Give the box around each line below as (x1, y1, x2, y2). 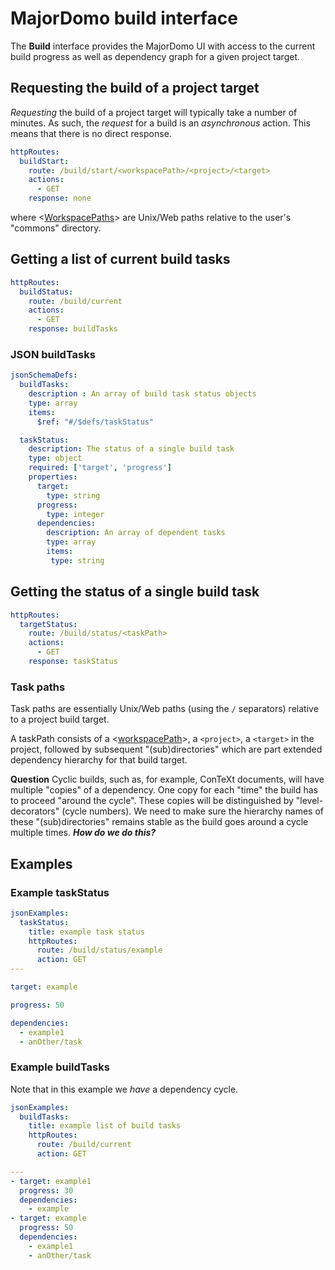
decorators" (10, 805, 60, 817)
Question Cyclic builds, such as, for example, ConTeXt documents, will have (10, 773, 325, 786)
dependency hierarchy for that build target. (10, 754, 188, 766)
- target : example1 (10, 1176, 92, 1186)
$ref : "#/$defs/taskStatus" (36, 417, 155, 427)
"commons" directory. (10, 222, 102, 234)
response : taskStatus (28, 657, 118, 667)
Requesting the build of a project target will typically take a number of (10, 106, 298, 118)
